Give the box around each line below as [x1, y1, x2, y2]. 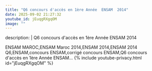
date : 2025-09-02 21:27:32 [5, 12, 61, 17]
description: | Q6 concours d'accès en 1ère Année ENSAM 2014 [5, 35, 137, 41]
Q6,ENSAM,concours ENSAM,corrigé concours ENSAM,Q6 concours [5, 50, 147, 56]
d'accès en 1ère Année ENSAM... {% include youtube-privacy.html [5, 55, 142, 61]
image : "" [5, 21, 26, 26]
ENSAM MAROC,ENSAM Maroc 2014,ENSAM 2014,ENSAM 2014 [5, 44, 137, 50]
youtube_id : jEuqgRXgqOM [5, 16, 57, 21]
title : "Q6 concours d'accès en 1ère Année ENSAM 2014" [5, 7, 128, 12]
